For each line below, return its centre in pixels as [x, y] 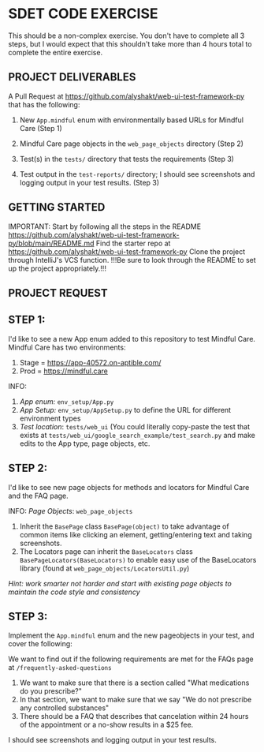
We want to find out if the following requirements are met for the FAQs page [131, 659]
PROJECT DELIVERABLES [72, 77]
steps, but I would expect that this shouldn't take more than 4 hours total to [130, 43]
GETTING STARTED [57, 207]
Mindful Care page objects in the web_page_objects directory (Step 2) [132, 144]
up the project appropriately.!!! [57, 268]
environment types [50, 418]
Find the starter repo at [133, 243]
